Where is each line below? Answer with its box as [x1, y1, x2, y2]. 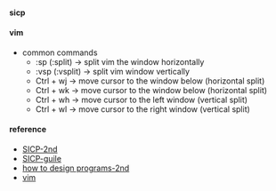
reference [9, 124, 47, 135]
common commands [21, 47, 98, 58]
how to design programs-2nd [21, 163, 130, 173]
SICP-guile [21, 154, 62, 163]
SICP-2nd [21, 144, 58, 155]
